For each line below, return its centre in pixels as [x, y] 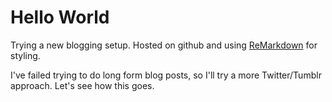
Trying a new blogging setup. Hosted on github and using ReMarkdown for [164, 45]
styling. [25, 55]
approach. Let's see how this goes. [82, 85]
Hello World [60, 17]
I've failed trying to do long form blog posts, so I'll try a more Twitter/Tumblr [166, 75]
